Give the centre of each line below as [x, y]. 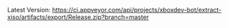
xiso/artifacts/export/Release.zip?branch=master [78, 17]
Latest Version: [29, 10]
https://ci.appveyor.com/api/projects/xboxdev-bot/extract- [137, 10]
